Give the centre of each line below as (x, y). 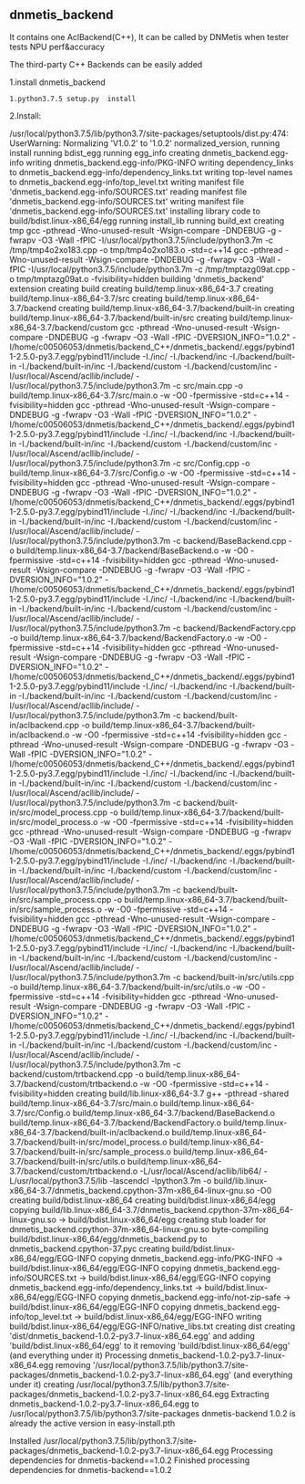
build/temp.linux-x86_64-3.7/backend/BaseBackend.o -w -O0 (132, 550)
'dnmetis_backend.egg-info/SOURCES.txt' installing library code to (135, 211)
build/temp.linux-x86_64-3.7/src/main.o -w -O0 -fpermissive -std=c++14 (147, 395)
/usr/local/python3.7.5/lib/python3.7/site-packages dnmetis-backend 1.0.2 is (152, 1413)
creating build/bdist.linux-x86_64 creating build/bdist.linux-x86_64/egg (142, 1200)
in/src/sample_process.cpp (61, 899)
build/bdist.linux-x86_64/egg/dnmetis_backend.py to (108, 1238)
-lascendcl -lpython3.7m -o (160, 1180)
